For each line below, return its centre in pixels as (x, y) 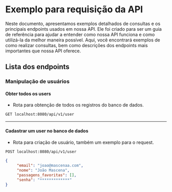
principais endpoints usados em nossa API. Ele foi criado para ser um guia (84, 29)
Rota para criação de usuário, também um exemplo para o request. (83, 142)
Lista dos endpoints (38, 67)
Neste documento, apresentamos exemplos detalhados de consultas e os (83, 24)
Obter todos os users (28, 94)
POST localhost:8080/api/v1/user (41, 152)
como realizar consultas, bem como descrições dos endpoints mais (77, 45)
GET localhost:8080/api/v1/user (40, 114)
